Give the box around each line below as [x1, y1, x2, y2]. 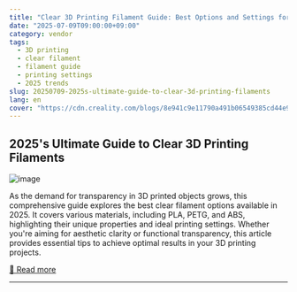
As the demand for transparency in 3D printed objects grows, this [9, 191, 247, 202]
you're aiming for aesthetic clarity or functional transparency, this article [9, 228, 272, 239]
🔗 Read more [9, 265, 57, 275]
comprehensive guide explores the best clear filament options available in [9, 200, 278, 211]
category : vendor [9, 29, 73, 38]
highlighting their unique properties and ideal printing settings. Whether [9, 219, 270, 230]
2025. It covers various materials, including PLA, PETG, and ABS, [9, 210, 246, 220]
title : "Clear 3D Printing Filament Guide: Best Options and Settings [9, 12, 275, 22]
